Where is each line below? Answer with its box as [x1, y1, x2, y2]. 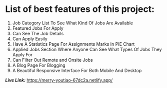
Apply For [12, 51, 33, 58]
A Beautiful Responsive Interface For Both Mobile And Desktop [12, 67, 142, 73]
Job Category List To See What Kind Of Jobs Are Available [12, 20, 133, 26]
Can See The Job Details [12, 30, 64, 36]
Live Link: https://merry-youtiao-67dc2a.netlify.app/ [5, 77, 113, 83]
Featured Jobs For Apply [12, 25, 63, 31]
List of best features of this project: [5, 3, 155, 15]
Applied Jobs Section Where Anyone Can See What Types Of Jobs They [12, 46, 162, 52]
